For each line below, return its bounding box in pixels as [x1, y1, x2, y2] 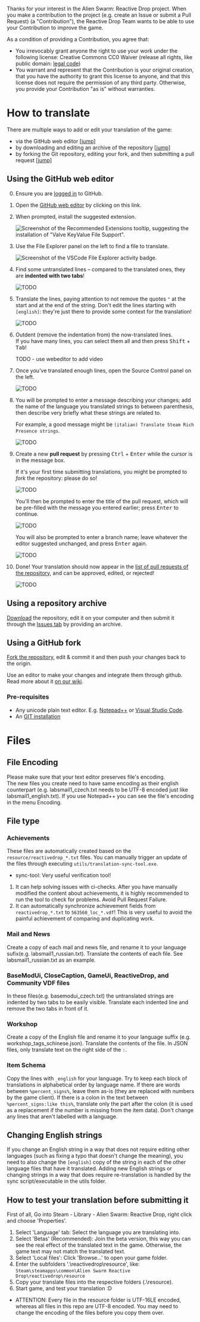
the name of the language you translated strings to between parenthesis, [15, 403, 194, 410]
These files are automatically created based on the [7, 847, 132, 855]
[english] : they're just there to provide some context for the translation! [15, 308, 192, 315]
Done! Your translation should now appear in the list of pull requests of [15, 563, 189, 570]
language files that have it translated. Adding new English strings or [7, 1165, 172, 1172]
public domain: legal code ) [15, 60, 81, 67]
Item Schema [7, 1061, 46, 1069]
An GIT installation [15, 712, 61, 720]
